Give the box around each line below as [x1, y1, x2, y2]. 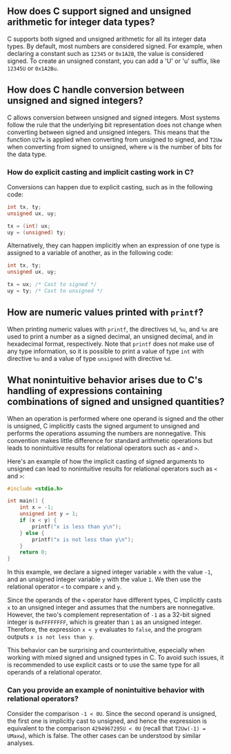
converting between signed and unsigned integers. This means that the [7, 128, 210, 136]
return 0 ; [19, 549, 48, 556]
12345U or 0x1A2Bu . [7, 64, 59, 72]
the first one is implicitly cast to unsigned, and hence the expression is [7, 717, 208, 725]
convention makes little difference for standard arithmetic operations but [7, 436, 213, 444]
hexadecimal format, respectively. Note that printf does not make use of [7, 339, 215, 348]
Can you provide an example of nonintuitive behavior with [7, 686, 205, 695]
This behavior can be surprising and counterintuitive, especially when [7, 646, 205, 654]
